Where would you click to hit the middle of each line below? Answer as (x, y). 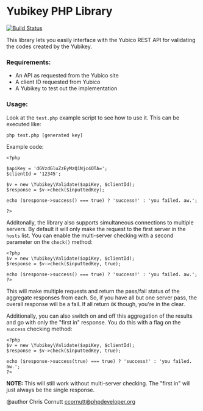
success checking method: (39, 329)
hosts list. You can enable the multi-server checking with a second (90, 235)
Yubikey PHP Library (59, 11)
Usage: (17, 104)
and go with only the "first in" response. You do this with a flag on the (94, 322)
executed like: (24, 124)
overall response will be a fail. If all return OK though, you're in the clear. (96, 304)
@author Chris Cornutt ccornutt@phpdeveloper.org (71, 401)
